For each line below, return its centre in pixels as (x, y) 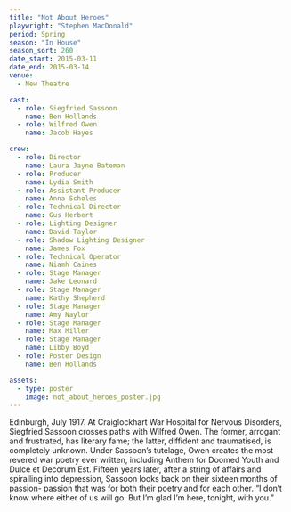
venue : (21, 76)
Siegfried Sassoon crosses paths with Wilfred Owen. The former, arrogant (145, 432)
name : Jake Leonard (61, 281)
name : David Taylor (61, 232)
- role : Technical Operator (69, 256)
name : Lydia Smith (59, 182)
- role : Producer (49, 174)
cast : (19, 100)
